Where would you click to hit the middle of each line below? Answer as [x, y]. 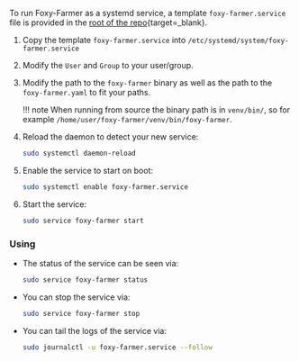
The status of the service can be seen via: [100, 263]
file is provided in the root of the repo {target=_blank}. [109, 23]
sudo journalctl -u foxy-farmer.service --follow [118, 347]
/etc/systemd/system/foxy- [239, 41]
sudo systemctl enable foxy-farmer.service [105, 187]
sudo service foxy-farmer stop [81, 313]
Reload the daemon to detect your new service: [110, 137]
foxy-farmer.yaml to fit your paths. [86, 92]
